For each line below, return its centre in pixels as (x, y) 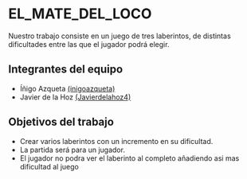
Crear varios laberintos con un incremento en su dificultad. (116, 141)
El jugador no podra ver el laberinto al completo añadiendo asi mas (129, 158)
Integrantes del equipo (66, 70)
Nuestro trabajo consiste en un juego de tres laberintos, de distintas (120, 36)
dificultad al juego (49, 166)
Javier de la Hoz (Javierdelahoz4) (75, 97)
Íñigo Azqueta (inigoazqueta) (67, 88)
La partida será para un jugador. (73, 150)
